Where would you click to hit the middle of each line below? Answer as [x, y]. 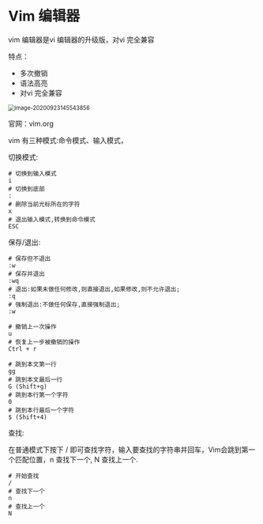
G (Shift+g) [28, 386]
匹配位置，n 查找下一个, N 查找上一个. [76, 459]
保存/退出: [24, 242]
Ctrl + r [23, 349]
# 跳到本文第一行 [32, 364]
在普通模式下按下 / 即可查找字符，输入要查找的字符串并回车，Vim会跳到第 [128, 449]
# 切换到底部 [26, 189]
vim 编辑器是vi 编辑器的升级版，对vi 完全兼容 [81, 40]
